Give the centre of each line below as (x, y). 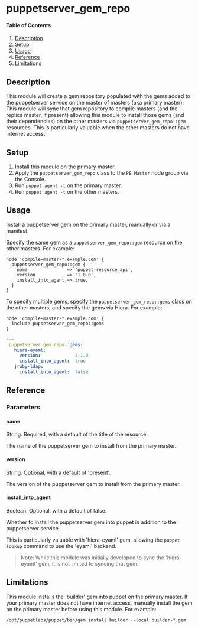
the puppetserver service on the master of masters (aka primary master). (95, 103)
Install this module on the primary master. (65, 167)
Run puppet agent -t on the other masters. (67, 192)
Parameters (23, 408)
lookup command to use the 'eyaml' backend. (61, 546)
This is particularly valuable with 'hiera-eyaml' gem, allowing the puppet (93, 540)
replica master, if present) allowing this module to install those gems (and (95, 115)
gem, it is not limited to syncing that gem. (88, 563)
